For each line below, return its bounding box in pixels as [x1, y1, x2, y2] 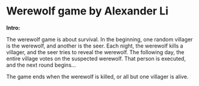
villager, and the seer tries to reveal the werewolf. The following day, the [6, 48, 185, 55]
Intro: [6, 24, 20, 31]
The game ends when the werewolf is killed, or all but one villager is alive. [6, 73, 189, 80]
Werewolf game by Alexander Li [6, 4, 169, 18]
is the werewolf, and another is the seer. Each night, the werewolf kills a [6, 42, 183, 49]
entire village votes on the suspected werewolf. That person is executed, [6, 55, 186, 62]
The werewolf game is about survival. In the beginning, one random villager [6, 35, 194, 43]
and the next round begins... [6, 61, 76, 69]
